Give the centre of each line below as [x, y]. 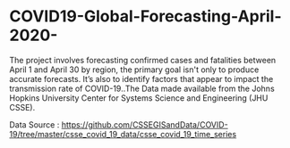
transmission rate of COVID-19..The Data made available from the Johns [142, 88]
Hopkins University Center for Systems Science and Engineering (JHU [139, 98]
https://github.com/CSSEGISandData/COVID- [145, 124]
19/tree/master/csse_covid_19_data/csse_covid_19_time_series [123, 134]
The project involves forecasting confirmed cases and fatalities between [143, 60]
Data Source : [34, 124]
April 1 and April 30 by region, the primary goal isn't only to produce [134, 70]
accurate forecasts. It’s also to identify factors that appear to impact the [141, 78]
